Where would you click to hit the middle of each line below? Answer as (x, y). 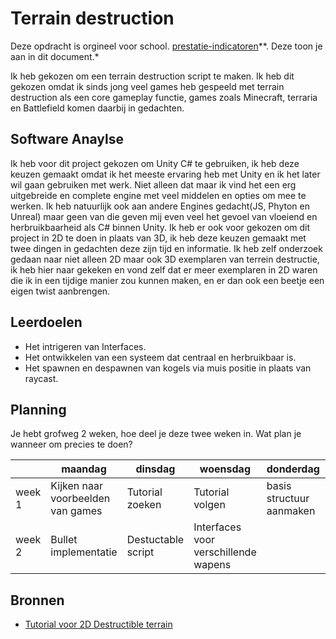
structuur (288, 499)
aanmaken (291, 511)
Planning (38, 409)
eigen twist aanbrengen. (60, 291)
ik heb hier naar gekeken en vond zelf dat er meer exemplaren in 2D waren (164, 269)
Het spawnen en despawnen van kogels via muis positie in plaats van (168, 368)
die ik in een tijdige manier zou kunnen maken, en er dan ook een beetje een (167, 280)
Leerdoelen (46, 322)
